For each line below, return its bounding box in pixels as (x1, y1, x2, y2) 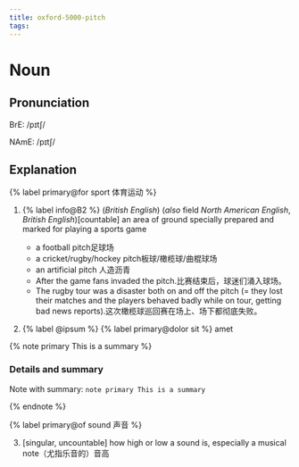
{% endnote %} (9, 401, 67, 412)
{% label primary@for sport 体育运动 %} (9, 187, 157, 197)
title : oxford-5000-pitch (9, 13, 105, 22)
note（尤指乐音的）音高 (21, 447, 110, 458)
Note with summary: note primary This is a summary (9, 383, 206, 394)
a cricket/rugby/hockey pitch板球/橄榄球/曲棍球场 (35, 254, 218, 264)
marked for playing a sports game (21, 224, 147, 235)
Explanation (9, 162, 78, 177)
